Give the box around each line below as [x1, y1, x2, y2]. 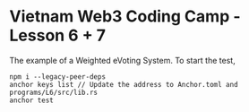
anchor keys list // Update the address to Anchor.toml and [9, 80, 239, 89]
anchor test [9, 96, 54, 105]
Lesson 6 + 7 [9, 25, 106, 46]
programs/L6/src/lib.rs [9, 88, 99, 97]
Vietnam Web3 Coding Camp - [9, 6, 241, 27]
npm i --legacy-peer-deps [9, 72, 106, 82]
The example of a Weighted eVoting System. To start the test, [9, 55, 236, 65]
